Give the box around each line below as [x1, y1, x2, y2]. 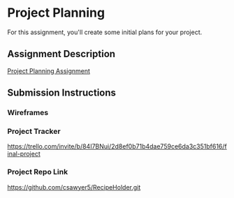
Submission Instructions [7, 87, 117, 99]
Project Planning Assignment [7, 66, 91, 75]
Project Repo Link [7, 167, 68, 177]
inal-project [7, 150, 41, 158]
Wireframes [7, 108, 49, 118]
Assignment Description [7, 48, 116, 60]
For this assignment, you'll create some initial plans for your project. [7, 28, 203, 36]
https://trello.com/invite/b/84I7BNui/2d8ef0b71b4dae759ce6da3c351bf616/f [7, 142, 227, 151]
